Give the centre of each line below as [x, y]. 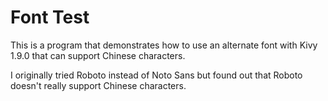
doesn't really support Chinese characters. [98, 85]
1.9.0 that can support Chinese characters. [98, 55]
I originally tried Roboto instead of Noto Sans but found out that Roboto [156, 75]
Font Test [50, 17]
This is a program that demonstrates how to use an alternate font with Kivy [164, 45]
